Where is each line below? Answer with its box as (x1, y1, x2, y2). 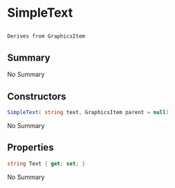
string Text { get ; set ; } (7, 160, 85, 167)
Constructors (7, 91, 67, 102)
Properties (7, 141, 54, 154)
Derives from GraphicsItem (7, 33, 85, 40)
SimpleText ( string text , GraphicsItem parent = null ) (7, 109, 169, 116)
